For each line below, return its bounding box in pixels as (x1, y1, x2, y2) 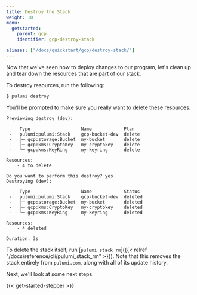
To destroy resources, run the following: (6, 81, 104, 88)
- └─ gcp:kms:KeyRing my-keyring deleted (8, 210, 143, 216)
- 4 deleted (17, 225, 47, 231)
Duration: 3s (6, 235, 39, 242)
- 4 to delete (17, 162, 52, 168)
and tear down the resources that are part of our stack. (6, 70, 141, 77)
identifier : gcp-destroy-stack (17, 36, 95, 42)
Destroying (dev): (6, 178, 52, 184)
